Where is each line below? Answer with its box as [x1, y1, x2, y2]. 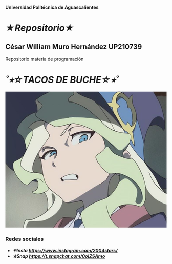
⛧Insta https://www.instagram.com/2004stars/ [12, 247, 118, 253]
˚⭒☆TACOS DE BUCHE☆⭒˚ [5, 74, 119, 86]
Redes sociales [5, 236, 44, 243]
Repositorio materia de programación [5, 56, 84, 62]
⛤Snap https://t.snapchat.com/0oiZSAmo [12, 253, 105, 259]
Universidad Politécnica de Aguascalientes [5, 4, 99, 10]
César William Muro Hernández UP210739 [5, 43, 142, 51]
